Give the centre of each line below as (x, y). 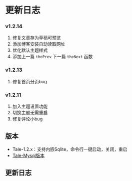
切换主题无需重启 (30, 113)
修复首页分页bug (30, 81)
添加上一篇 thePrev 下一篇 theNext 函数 (52, 57)
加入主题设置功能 (30, 106)
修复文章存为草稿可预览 (36, 38)
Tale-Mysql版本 (28, 155)
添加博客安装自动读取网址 (39, 44)
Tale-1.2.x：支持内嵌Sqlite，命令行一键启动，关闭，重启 (70, 149)
